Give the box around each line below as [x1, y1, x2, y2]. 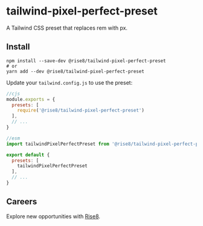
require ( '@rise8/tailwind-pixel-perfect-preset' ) [17, 108, 145, 114]
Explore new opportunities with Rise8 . [6, 213, 101, 220]
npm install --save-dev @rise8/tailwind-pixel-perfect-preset [6, 57, 166, 64]
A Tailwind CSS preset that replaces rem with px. [6, 24, 128, 31]
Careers [6, 196, 37, 207]
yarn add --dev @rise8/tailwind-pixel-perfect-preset [6, 68, 145, 74]
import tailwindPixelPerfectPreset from [6, 141, 110, 147]
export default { [6, 152, 50, 158]
